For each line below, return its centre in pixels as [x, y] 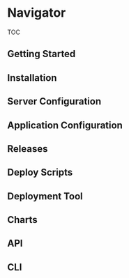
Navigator [37, 13]
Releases [28, 149]
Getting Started [41, 54]
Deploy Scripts [40, 172]
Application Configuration [65, 125]
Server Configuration [54, 101]
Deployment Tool [45, 196]
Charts [23, 220]
